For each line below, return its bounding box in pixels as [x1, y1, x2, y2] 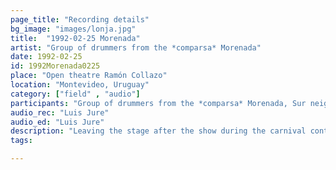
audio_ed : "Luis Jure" [10, 117, 105, 127]
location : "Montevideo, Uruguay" [10, 80, 150, 90]
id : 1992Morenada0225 [10, 61, 101, 71]
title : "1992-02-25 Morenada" [10, 33, 141, 43]
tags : [10, 136, 33, 146]
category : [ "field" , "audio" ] [10, 89, 141, 99]
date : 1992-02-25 [10, 52, 83, 62]
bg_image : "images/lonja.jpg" [10, 24, 137, 34]
